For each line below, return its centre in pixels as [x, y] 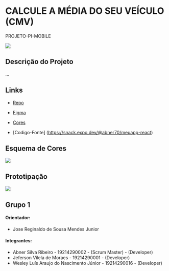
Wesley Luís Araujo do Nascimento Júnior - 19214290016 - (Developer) [87, 263]
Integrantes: [19, 241]
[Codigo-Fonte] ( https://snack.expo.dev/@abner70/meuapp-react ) [83, 132]
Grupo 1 [18, 205]
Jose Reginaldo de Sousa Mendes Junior [56, 229]
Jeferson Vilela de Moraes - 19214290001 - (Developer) [71, 257]
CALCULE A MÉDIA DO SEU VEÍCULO [85, 11]
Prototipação [26, 176]
